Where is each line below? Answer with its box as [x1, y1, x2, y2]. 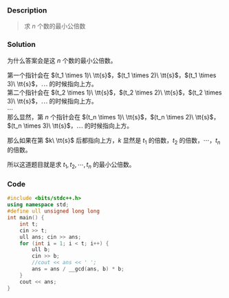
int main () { [7, 215, 45, 221]
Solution [7, 40, 36, 50]
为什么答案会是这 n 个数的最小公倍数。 [7, 56, 117, 64]
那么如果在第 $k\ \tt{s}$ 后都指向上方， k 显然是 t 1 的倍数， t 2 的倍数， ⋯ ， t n [7, 136, 221, 146]
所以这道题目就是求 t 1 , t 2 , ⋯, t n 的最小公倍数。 [7, 161, 135, 170]
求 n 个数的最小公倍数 [23, 22, 86, 30]
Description [7, 6, 47, 15]
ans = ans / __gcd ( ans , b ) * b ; [32, 266, 125, 272]
